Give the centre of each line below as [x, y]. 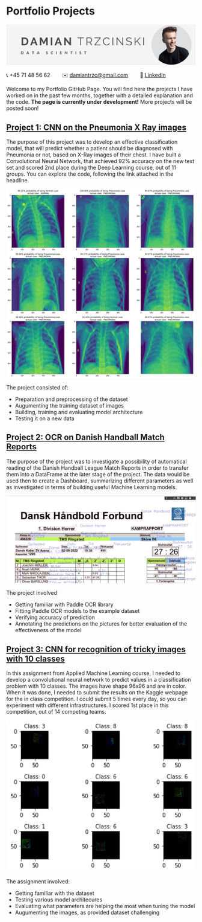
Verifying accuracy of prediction [55, 618]
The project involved [32, 593]
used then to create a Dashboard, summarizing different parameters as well [100, 481]
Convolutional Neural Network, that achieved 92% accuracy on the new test [100, 161]
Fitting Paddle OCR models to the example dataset [77, 611]
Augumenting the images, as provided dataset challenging [87, 912]
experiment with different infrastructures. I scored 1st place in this [88, 705]
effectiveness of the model [48, 630]
